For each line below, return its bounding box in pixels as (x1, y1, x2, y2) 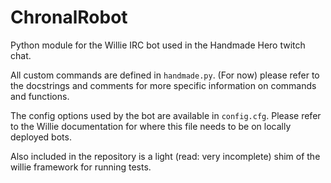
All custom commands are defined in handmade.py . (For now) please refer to (10, 69, 320, 81)
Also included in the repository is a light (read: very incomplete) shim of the (10, 150, 321, 162)
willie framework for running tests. (10, 161, 152, 173)
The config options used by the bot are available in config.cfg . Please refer (10, 109, 322, 121)
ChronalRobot (10, 6, 128, 29)
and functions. (10, 90, 70, 102)
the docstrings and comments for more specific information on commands (10, 79, 317, 91)
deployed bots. (10, 131, 72, 143)
